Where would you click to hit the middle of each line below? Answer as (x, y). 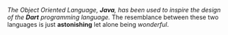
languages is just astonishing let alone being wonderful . (88, 24)
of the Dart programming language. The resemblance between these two (113, 17)
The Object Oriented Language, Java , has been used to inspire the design (114, 10)
